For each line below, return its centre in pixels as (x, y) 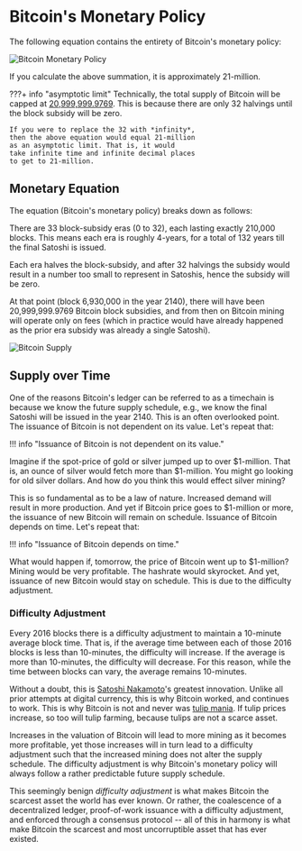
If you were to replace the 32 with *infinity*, (102, 129)
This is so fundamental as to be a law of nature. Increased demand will (141, 498)
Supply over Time (60, 376)
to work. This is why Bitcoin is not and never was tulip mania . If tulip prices (148, 708)
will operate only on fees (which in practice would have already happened (146, 320)
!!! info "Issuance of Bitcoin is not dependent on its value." (117, 444)
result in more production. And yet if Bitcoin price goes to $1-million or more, (151, 508)
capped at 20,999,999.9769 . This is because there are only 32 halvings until (151, 103)
